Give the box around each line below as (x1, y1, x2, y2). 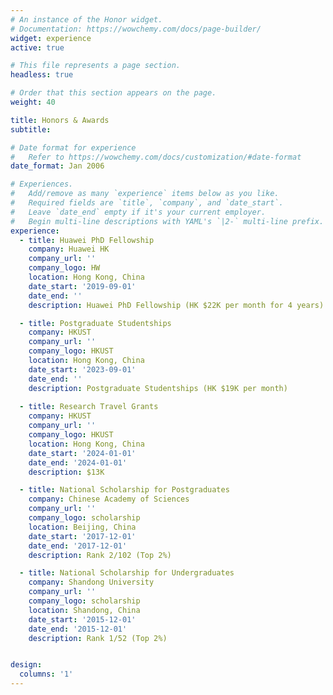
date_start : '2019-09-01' (28, 281, 137, 291)
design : (10, 660, 43, 670)
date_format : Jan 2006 (10, 161, 105, 171)
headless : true (10, 70, 74, 80)
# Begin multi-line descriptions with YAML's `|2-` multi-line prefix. (10, 216, 325, 226)
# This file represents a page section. (10, 61, 182, 71)
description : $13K (28, 467, 105, 477)
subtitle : (10, 124, 52, 135)
